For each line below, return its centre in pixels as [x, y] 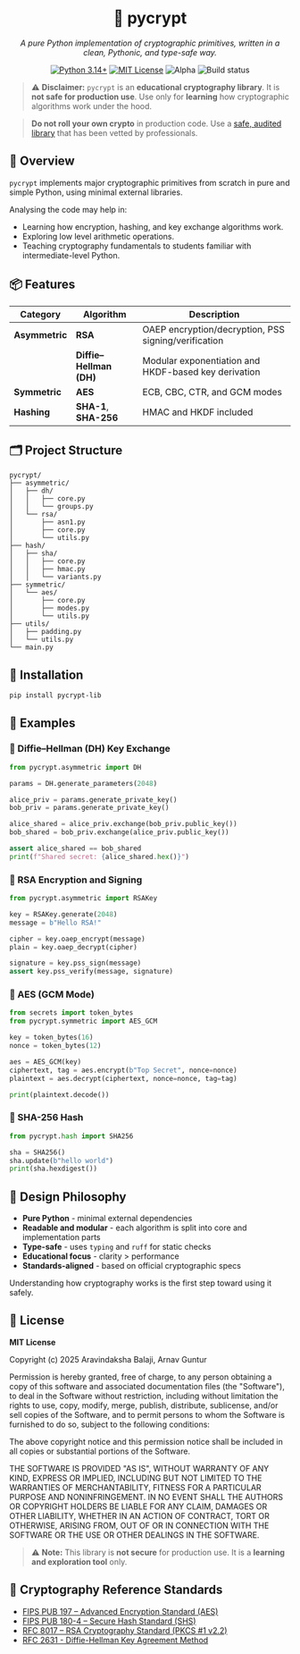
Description [214, 314]
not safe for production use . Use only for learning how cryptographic [160, 97]
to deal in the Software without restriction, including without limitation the [144, 1396]
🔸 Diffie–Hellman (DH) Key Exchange [90, 748]
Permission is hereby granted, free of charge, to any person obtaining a [141, 1377]
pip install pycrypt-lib [55, 696]
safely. [21, 1293]
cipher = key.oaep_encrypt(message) [77, 939]
